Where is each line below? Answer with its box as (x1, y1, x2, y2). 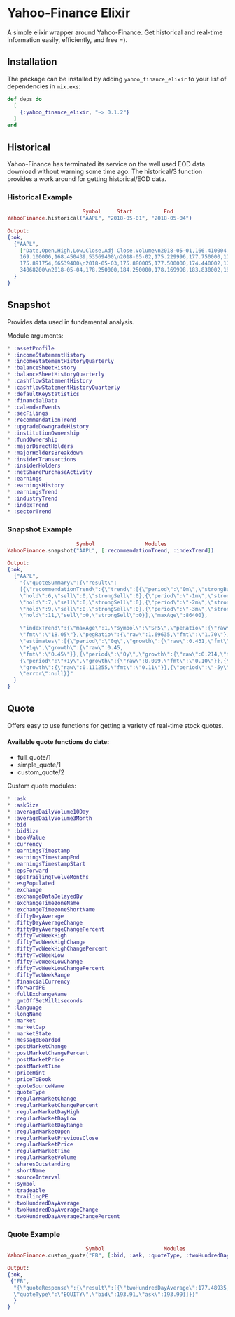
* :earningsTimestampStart (7, 860, 86, 868)
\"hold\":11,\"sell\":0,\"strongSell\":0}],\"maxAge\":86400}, (20, 612, 208, 619)
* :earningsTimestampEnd (7, 854, 80, 861)
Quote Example (7, 1229, 61, 1239)
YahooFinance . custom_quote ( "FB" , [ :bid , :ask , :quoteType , (7, 1252, 183, 1259)
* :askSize (7, 802, 39, 809)
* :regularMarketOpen (7, 1128, 71, 1135)
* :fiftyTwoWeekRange (7, 971, 71, 979)
